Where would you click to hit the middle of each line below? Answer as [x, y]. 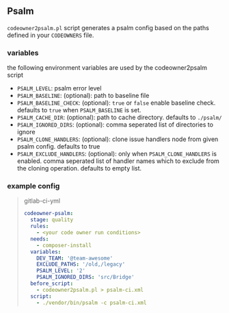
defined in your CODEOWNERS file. [51, 35]
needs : [40, 239]
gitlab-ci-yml [42, 201]
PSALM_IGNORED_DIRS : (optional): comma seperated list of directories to [115, 125]
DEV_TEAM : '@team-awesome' [75, 258]
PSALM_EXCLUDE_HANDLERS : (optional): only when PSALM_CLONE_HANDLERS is [117, 154]
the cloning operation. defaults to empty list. [79, 168]
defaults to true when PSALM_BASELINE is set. [79, 110]
